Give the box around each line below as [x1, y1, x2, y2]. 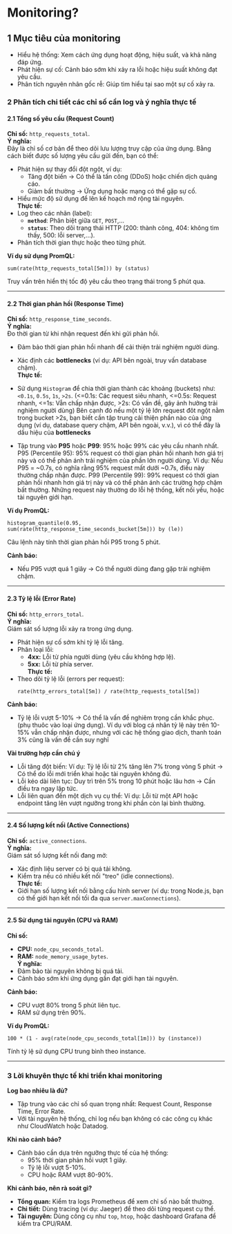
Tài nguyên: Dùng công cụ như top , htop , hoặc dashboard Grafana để [17, 1212, 216, 1220]
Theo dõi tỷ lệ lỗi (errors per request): [17, 675, 125, 683]
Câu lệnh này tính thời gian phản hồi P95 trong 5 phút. [7, 538, 161, 546]
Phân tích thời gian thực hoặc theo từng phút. [17, 238, 146, 247]
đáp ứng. [17, 58, 43, 66]
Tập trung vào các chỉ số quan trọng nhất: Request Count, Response [17, 1100, 212, 1108]
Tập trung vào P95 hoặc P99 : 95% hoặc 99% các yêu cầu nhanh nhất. [17, 442, 220, 450]
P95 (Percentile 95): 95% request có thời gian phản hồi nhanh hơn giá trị [17, 449, 224, 457]
